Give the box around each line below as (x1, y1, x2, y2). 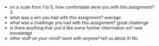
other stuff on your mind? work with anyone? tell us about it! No (9, 35, 138, 41)
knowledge (9, 30, 33, 36)
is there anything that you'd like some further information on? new (9, 25, 143, 31)
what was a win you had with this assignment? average (9, 15, 121, 20)
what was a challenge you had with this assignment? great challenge (9, 20, 149, 25)
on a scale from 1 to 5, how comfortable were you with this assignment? (9, 4, 155, 10)
